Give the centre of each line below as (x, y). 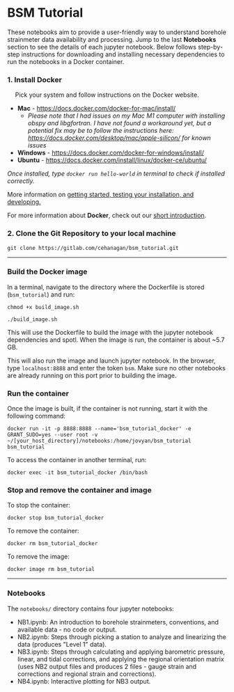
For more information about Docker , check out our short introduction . (107, 215)
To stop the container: (39, 505)
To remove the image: (38, 557)
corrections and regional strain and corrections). (87, 674)
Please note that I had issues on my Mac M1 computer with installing (126, 116)
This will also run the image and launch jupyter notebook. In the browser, (111, 361)
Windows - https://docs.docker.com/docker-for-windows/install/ (110, 153)
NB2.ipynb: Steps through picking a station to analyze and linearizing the (122, 637)
